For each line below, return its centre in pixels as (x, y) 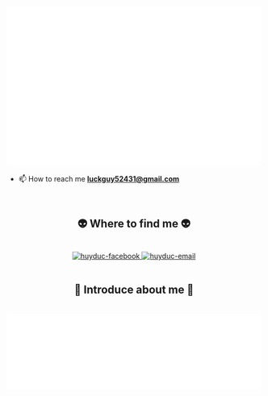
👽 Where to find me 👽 (134, 224)
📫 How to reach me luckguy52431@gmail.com (99, 179)
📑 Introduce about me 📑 (134, 290)
